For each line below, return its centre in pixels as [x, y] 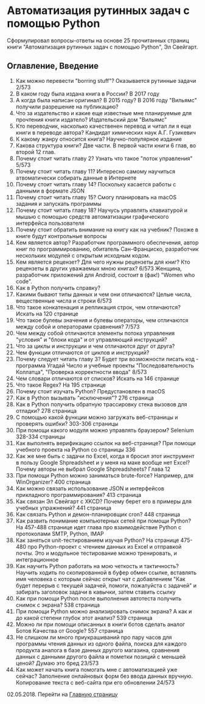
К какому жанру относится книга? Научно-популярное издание [99, 139]
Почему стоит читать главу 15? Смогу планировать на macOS [96, 197]
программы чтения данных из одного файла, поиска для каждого [101, 644]
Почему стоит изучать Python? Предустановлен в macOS [90, 391]
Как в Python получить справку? [58, 287]
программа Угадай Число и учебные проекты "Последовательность [105, 365]
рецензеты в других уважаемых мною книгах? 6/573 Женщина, [99, 268]
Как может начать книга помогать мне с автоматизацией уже [96, 669]
